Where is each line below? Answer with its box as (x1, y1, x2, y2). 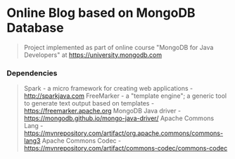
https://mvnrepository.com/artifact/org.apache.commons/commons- (23, 129, 223, 138)
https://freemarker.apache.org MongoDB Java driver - (23, 107, 181, 115)
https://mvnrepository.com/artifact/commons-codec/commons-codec (23, 144, 228, 153)
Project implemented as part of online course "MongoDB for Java (23, 43, 214, 51)
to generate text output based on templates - (23, 99, 155, 108)
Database (6, 20, 64, 36)
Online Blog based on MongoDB (6, 5, 196, 21)
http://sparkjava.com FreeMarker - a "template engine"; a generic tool (23, 91, 227, 100)
